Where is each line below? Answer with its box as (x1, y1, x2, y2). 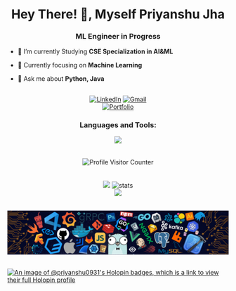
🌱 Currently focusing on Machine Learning (17, 61, 143, 70)
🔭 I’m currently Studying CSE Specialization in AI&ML (17, 47, 173, 56)
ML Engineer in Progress (75, 32, 161, 41)
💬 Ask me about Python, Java (17, 75, 105, 83)
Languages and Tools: (79, 119, 157, 129)
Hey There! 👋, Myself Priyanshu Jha (11, 6, 225, 22)
